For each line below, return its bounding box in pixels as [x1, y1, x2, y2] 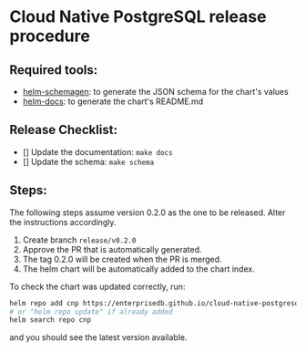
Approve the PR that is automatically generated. [22, 243, 202, 254]
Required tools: [9, 62, 98, 78]
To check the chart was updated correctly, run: [9, 281, 186, 292]
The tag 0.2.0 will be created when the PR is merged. [22, 254, 222, 264]
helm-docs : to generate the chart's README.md [22, 96, 204, 107]
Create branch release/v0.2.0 [22, 234, 137, 245]
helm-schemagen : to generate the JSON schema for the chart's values [22, 87, 289, 97]
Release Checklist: [9, 122, 118, 138]
